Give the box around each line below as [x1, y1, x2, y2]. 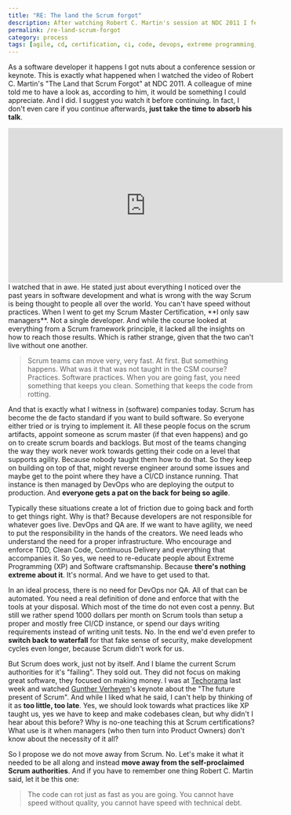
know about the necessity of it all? [8, 734, 119, 743]
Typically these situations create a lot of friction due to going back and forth [8, 504, 253, 513]
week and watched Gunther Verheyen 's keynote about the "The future [8, 685, 235, 694]
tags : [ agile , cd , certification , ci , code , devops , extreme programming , [8, 41, 258, 49]
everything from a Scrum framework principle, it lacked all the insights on [8, 324, 246, 334]
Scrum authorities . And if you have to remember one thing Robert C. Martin [8, 766, 253, 776]
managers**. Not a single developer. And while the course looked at [8, 316, 227, 325]
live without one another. [8, 341, 89, 351]
